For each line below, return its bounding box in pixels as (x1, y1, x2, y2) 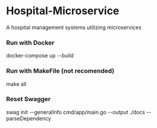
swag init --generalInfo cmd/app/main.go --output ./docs (6, 108, 146, 116)
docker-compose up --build (6, 52, 74, 59)
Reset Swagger (6, 95, 51, 103)
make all (6, 80, 27, 87)
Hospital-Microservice (6, 4, 120, 18)
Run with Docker (6, 39, 55, 47)
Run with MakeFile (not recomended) (6, 67, 115, 75)
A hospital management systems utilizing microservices (6, 24, 142, 31)
